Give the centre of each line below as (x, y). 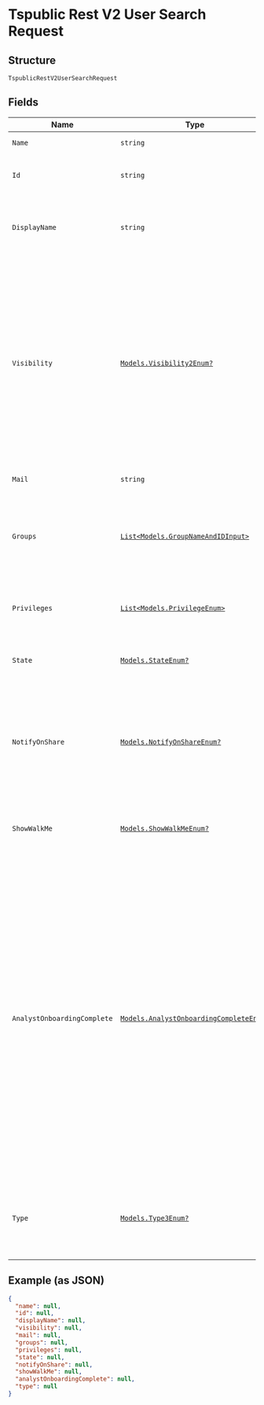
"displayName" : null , (51, 1321)
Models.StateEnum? (155, 660)
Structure (32, 60)
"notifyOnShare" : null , (54, 1364)
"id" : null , (35, 1313)
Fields (24, 103)
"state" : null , (40, 1357)
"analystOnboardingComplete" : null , (75, 1379)
